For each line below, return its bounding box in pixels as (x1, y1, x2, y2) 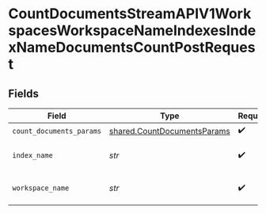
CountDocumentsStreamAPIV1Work (8, 5, 252, 23)
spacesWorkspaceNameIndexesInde (8, 21, 256, 40)
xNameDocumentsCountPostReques (8, 39, 256, 56)
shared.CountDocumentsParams (109, 125, 231, 136)
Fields (8, 86, 40, 100)
